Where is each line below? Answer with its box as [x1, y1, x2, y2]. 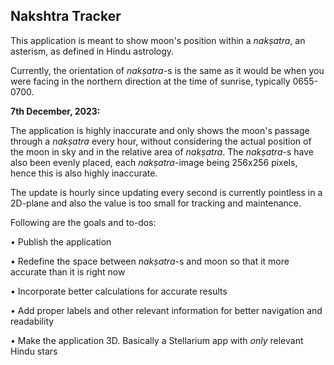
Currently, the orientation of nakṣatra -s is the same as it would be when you [10, 64, 325, 76]
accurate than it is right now [10, 265, 126, 278]
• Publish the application [10, 235, 112, 248]
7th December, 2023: [10, 105, 101, 117]
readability [10, 315, 55, 327]
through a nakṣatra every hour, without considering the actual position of [10, 135, 312, 147]
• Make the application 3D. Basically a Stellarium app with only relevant [10, 334, 304, 346]
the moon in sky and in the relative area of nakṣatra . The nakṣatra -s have [10, 145, 314, 158]
